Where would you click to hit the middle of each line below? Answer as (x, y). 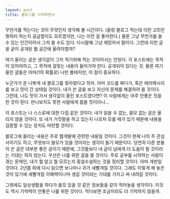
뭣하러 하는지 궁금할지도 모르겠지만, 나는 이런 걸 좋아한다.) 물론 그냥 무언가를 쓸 (84, 36)
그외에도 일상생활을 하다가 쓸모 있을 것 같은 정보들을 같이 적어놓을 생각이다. (80, 185)
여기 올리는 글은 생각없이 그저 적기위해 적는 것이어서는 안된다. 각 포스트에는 (80, 59)
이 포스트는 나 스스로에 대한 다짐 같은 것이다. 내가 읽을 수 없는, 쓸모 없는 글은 (81, 112)
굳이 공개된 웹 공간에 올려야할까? (43, 49)
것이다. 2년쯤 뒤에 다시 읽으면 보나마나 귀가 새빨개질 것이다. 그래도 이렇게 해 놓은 (85, 168)
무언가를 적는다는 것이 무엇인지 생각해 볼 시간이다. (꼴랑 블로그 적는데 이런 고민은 (85, 30)
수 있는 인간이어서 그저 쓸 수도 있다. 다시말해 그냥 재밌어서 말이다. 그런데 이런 (82, 42)
